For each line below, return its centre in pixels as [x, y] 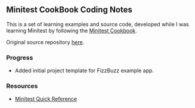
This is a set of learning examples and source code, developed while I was [97, 24]
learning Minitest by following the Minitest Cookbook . [72, 30]
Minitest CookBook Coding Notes [69, 10]
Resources [22, 86]
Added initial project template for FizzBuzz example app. [84, 70]
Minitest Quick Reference [46, 99]
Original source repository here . [45, 42]
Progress [20, 57]
